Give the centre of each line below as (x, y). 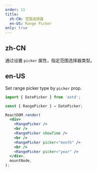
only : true (16, 28)
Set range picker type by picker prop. (44, 88)
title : (12, 14)
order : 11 (15, 10)
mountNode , (21, 161)
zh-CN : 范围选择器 (26, 19)
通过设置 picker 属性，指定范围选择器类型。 (50, 60)
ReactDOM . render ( (23, 115)
